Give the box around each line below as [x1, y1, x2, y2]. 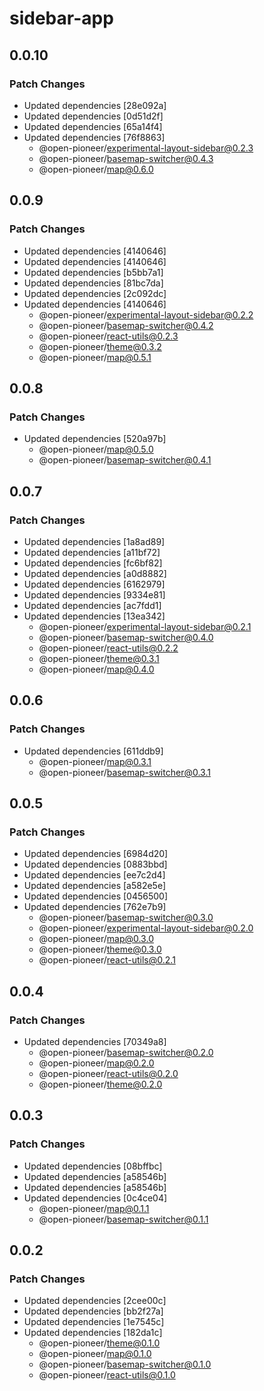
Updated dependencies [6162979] [23, 578, 166, 590]
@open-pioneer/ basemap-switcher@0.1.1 [38, 1213, 209, 1225]
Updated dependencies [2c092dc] [23, 287, 167, 299]
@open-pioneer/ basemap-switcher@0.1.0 [38, 1358, 212, 1371]
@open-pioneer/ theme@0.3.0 [38, 943, 162, 956]
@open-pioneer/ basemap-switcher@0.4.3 [38, 152, 214, 164]
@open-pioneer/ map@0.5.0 [38, 443, 154, 456]
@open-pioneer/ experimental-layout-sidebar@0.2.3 [38, 142, 254, 154]
